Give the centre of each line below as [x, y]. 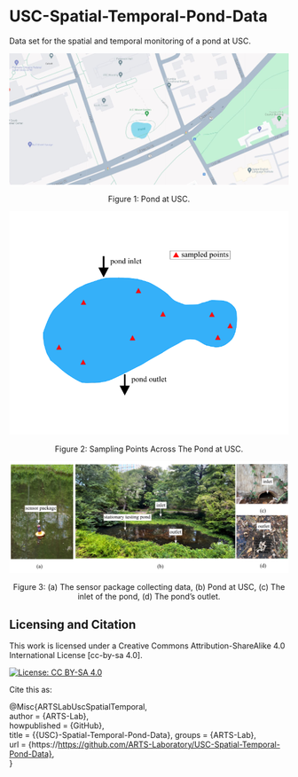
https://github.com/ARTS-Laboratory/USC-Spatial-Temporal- [169, 744]
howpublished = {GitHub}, [57, 726]
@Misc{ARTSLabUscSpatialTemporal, [78, 706]
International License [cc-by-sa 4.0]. [76, 655]
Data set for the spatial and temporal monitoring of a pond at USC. [130, 41]
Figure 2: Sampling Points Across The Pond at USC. [149, 449]
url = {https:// [34, 744]
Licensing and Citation [73, 624]
